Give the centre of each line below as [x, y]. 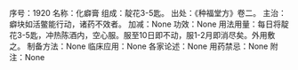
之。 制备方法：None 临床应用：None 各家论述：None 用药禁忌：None [139, 46]
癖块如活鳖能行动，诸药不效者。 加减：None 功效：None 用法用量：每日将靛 [149, 24]
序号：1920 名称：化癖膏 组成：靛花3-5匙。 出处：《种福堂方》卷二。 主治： [148, 13]
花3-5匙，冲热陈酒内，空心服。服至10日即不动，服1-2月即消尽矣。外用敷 [142, 35]
